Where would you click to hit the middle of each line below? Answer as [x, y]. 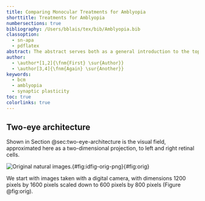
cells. [13, 155]
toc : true [19, 97]
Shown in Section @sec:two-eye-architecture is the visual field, [86, 142]
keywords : [19, 74]
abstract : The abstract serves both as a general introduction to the [98, 52]
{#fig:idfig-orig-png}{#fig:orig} [111, 167]
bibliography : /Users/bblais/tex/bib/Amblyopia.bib [73, 29]
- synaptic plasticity [41, 91]
